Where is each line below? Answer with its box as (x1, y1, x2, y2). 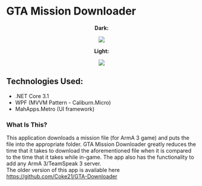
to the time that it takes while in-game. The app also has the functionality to (6, 153, 195, 161)
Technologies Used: (6, 76, 83, 87)
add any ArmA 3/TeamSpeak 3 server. (6, 160, 102, 167)
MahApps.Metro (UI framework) (15, 105, 95, 113)
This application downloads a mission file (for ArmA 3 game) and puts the (6, 135, 189, 142)
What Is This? (6, 120, 48, 128)
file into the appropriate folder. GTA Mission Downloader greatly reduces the (6, 141, 197, 148)
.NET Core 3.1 (15, 92, 50, 99)
